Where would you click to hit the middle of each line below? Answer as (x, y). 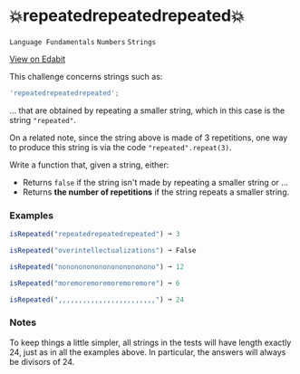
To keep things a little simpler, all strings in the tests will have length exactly (150, 342)
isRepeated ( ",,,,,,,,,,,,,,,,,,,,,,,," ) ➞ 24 (97, 300)
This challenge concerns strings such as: (86, 76)
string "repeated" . (43, 120)
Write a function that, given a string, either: (89, 165)
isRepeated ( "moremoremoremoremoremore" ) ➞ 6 (95, 283)
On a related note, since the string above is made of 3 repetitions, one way (149, 138)
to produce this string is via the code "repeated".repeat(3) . (121, 147)
